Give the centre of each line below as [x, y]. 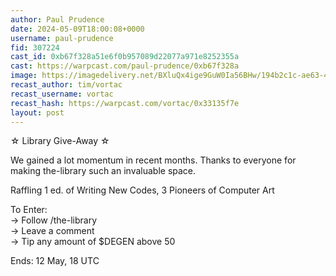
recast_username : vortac [62, 94]
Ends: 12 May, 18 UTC [55, 261]
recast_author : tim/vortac [66, 85]
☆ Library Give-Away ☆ [60, 141]
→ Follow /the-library [54, 220]
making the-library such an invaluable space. [103, 171]
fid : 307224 [35, 47]
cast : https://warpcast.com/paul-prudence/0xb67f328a [125, 66]
